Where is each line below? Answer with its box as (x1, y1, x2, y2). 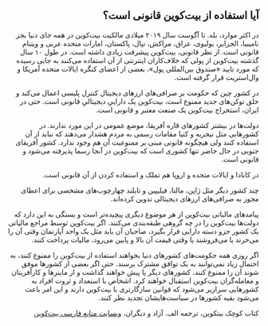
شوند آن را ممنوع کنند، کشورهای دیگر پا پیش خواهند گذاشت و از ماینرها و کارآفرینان (10, 267, 259, 276)
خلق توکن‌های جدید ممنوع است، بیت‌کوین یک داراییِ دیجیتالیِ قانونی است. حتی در (19, 96, 259, 105)
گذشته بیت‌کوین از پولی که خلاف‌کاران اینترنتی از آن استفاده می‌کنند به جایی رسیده (16, 55, 259, 65)
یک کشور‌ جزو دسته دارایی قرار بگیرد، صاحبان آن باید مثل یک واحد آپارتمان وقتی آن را (7, 226, 259, 236)
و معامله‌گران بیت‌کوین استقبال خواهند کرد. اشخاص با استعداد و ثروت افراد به (30, 276, 259, 285)
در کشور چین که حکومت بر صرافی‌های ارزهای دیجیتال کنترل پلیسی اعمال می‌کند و (16, 88, 259, 97)
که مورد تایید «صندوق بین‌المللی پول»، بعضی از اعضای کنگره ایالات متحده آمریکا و (17, 64, 259, 74)
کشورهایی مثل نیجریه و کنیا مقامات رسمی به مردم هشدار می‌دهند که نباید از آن (25, 129, 259, 138)
